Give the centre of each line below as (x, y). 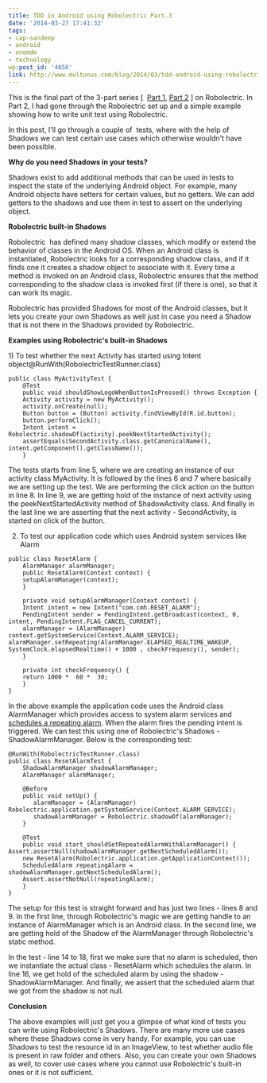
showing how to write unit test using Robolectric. (88, 114)
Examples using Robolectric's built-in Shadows (88, 340)
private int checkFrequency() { (76, 670)
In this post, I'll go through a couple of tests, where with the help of (119, 130)
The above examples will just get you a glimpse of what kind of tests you (127, 1021)
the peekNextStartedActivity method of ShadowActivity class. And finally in (132, 503)
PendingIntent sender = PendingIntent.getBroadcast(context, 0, (131, 614)
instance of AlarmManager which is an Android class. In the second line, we (132, 924)
